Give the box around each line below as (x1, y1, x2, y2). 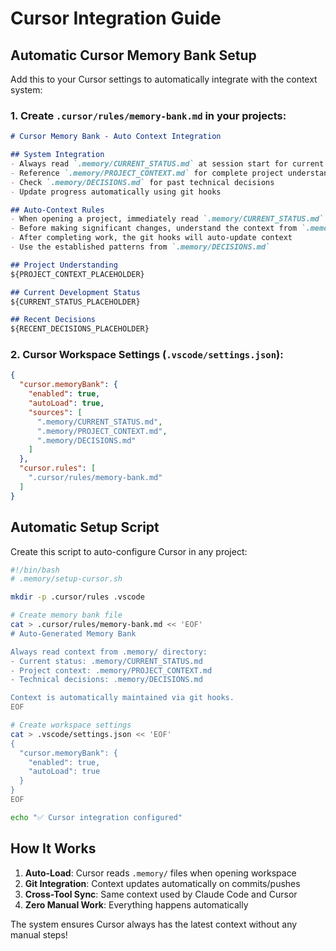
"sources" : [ (28, 407, 83, 417)
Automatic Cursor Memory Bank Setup (10, 47, 257, 64)
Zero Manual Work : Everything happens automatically (24, 898, 249, 911)
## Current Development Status (10, 287, 141, 297)
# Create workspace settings (10, 720, 132, 731)
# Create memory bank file (10, 610, 123, 621)
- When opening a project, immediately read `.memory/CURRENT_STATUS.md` (10, 214, 325, 224)
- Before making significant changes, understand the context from (10, 223, 298, 234)
